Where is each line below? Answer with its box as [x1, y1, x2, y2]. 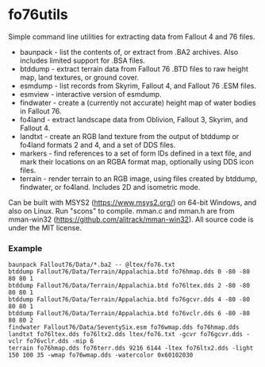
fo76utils [8, 6, 69, 24]
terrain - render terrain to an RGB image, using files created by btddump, [19, 173, 258, 183]
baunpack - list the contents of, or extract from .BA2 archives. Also [19, 47, 239, 56]
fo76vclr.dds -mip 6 [25, 338, 94, 346]
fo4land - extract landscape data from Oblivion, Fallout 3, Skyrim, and [19, 114, 248, 124]
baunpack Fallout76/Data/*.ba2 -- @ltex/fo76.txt [8, 261, 176, 269]
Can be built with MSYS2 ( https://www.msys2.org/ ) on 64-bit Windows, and [8, 197, 257, 207]
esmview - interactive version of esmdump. [19, 89, 162, 99]
